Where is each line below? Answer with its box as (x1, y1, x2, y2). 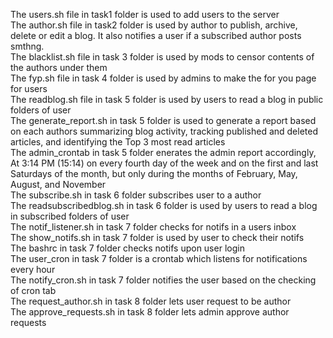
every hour (10, 264, 56, 275)
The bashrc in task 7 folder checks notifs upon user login (10, 242, 245, 254)
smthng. (10, 40, 45, 52)
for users (10, 83, 48, 94)
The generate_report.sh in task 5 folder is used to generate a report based (10, 115, 317, 126)
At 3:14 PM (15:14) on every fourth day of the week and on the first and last (10, 157, 319, 169)
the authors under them (10, 62, 108, 73)
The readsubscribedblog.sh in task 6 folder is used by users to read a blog (10, 200, 318, 211)
